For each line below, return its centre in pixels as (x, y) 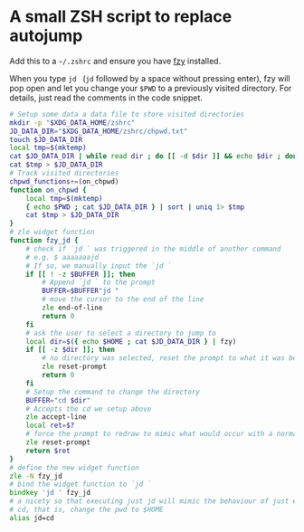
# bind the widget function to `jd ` (81, 484)
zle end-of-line (72, 308)
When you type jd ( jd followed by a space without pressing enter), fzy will (150, 78)
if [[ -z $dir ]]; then (71, 350)
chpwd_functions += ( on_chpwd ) (64, 181)
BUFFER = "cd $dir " (58, 400)
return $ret (48, 451)
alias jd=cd (32, 518)
